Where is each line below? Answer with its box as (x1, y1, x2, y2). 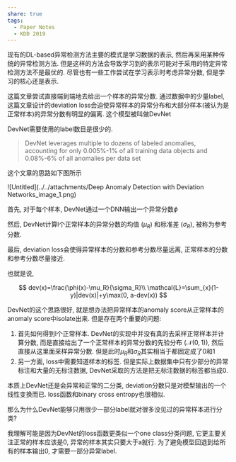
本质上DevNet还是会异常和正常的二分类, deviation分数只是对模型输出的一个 (7, 381, 227, 390)
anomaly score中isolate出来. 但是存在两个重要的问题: (7, 315, 161, 323)
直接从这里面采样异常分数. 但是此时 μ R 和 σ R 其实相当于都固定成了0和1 (17, 347, 216, 357)
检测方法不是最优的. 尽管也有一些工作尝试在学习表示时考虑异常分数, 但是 (7, 68, 219, 77)
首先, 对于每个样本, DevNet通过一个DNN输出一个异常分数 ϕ (7, 205, 178, 213)
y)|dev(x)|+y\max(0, (70, 291, 129, 300)
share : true (7, 10, 42, 18)
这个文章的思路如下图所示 (7, 169, 82, 177)
